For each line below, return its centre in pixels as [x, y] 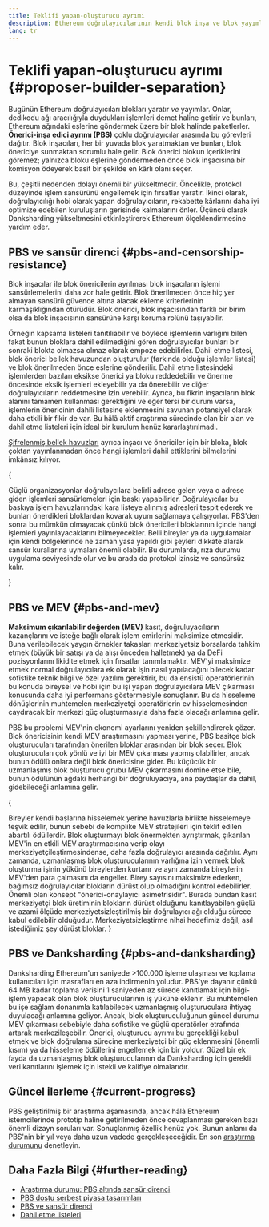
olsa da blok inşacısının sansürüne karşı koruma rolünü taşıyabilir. [116, 318]
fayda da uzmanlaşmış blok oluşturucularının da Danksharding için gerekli [130, 1058]
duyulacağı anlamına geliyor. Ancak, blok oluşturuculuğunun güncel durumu [133, 1015]
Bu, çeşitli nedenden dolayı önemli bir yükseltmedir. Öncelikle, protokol [125, 184]
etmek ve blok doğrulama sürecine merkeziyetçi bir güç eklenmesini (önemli [134, 1041]
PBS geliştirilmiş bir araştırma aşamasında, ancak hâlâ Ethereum [114, 1111]
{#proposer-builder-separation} [117, 87]
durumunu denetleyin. [45, 1145]
